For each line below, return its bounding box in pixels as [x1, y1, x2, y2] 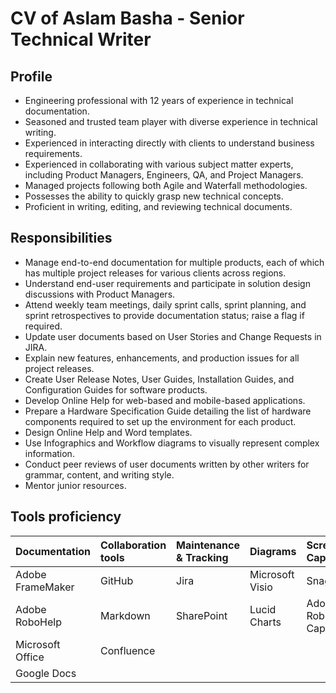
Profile [10, 68, 53, 85]
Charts [249, 615, 282, 629]
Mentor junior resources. [24, 479, 127, 491]
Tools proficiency [10, 508, 122, 526]
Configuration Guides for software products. [24, 383, 208, 396]
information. [24, 447, 75, 459]
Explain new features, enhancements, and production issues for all [24, 352, 300, 364]
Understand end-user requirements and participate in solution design [24, 277, 311, 289]
